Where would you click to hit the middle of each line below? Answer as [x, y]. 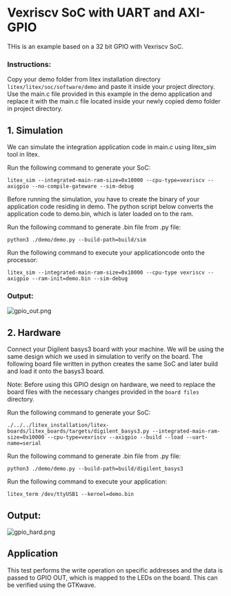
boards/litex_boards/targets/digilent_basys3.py [78, 431]
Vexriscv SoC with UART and [91, 13]
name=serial [24, 444]
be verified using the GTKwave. [52, 585]
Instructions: [29, 64]
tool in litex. [23, 155]
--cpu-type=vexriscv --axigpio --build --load [115, 437]
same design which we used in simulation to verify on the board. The [105, 357]
